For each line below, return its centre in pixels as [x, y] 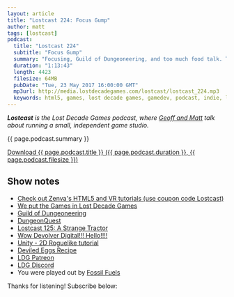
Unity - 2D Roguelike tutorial [58, 243]
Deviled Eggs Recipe [47, 250]
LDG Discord [36, 265]
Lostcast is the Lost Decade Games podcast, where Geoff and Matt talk [111, 118]
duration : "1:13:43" [43, 66]
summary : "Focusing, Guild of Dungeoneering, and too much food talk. [118, 59]
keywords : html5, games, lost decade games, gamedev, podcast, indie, [118, 98]
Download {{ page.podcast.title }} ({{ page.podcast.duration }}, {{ [101, 152]
